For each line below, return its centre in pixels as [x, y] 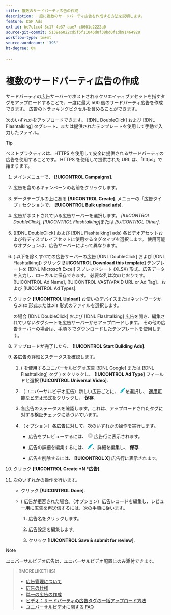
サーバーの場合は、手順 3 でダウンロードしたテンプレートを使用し [87, 329]
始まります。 [19, 166]
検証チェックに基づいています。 [67, 414]
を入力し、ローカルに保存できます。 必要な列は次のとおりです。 [80, 275]
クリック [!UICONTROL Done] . [53, 490]
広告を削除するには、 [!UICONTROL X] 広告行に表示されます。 [94, 458]
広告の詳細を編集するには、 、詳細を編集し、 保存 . [84, 447]
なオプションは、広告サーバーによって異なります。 [66, 245]
